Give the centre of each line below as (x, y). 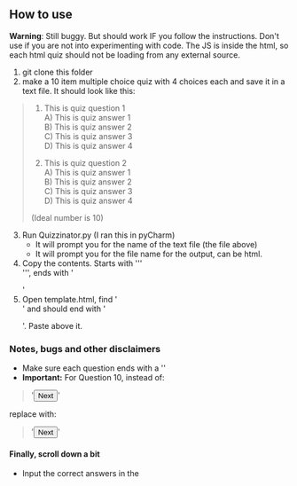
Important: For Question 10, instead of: (94, 378)
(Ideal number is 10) (67, 217)
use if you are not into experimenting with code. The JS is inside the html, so (149, 45)
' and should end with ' (64, 309)
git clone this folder (57, 72)
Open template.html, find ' (70, 299)
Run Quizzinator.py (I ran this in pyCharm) (98, 235)
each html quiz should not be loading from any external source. (125, 55)
